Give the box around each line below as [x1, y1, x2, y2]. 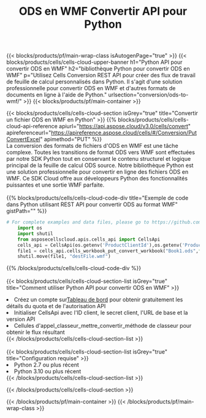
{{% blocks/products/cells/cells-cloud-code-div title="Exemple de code [6, 195, 189, 202]
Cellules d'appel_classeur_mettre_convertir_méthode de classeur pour [14, 322, 192, 330]
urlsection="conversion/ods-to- [108, 91, 189, 99]
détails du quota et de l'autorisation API [6, 303, 106, 310]
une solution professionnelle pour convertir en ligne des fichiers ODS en [6, 168, 189, 176]
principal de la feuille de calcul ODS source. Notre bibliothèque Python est [6, 161, 194, 169]
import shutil [17, 230, 53, 237]
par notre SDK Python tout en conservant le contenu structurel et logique [6, 155, 191, 163]
